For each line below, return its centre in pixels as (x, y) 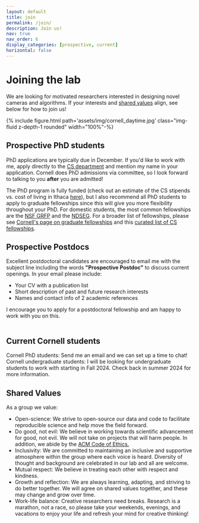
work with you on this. (33, 316)
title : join (21, 17)
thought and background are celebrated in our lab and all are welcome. (102, 463)
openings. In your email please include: (54, 274)
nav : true (18, 34)
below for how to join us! (36, 109)
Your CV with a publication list (51, 286)
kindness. (26, 475)
